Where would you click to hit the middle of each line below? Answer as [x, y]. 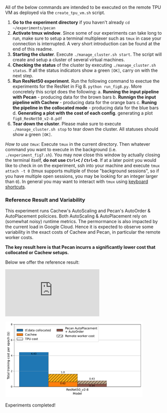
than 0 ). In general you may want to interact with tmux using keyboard [77, 181]
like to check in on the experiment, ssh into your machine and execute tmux [83, 166]
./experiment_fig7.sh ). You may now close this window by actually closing [83, 155]
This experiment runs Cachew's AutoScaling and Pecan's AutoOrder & [78, 211]
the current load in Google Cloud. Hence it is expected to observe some [79, 227]
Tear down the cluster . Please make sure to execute [67, 124]
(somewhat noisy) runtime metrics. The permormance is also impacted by [81, 222]
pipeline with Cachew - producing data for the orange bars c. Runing [85, 102]
